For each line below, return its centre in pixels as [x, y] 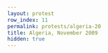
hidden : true [26, 39]
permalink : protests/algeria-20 [54, 26]
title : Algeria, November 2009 [53, 33]
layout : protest [31, 13]
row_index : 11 [28, 20]
